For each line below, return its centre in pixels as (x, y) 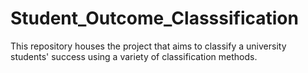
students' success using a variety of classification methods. (134, 56)
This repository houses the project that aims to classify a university (148, 46)
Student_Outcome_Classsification (154, 18)
